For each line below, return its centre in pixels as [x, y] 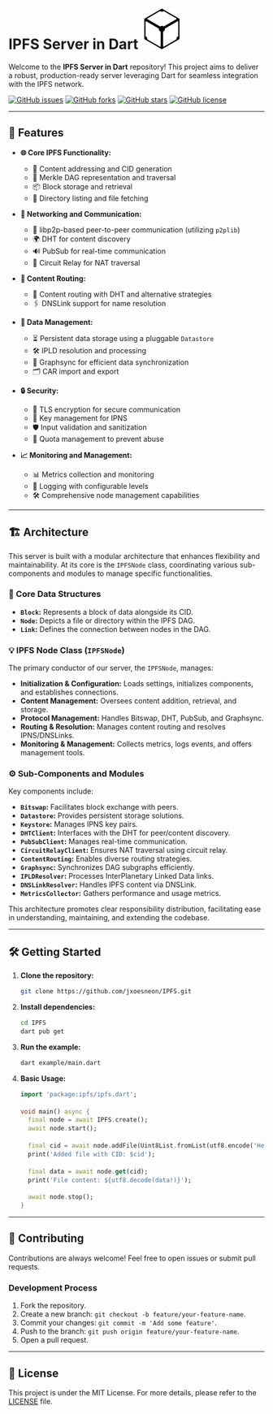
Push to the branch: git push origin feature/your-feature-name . [130, 1331]
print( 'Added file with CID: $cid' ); [92, 1154]
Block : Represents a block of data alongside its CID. [106, 612]
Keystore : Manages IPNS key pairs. [79, 824]
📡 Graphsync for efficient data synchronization [110, 362]
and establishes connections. [69, 692]
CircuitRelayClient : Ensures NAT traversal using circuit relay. [124, 850]
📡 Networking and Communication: [81, 214]
